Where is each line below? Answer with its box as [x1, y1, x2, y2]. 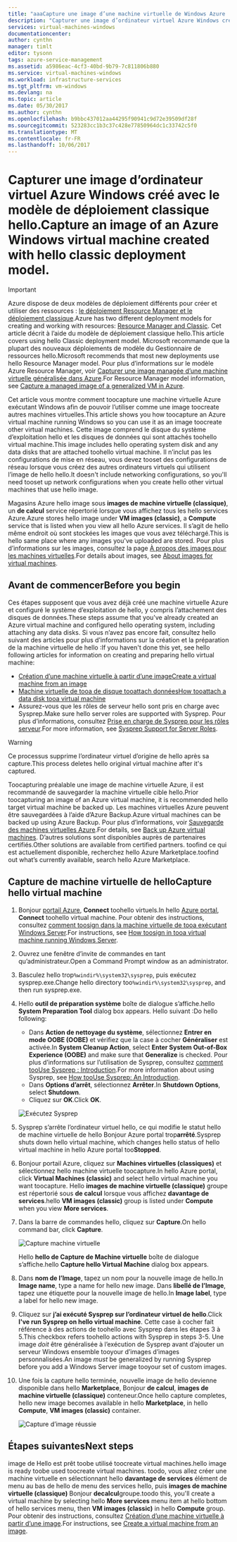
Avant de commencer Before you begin [8, 580, 181, 592]
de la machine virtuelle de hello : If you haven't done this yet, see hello [8, 643, 210, 652]
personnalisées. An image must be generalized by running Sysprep [18, 1355, 212, 1363]
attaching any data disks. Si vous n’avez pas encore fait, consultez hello [8, 628, 217, 636]
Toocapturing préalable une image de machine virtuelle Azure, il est [8, 780, 204, 789]
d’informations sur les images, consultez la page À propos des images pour [8, 544, 227, 553]
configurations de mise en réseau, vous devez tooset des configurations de [8, 455, 227, 464]
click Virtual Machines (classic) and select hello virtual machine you [18, 1173, 218, 1183]
